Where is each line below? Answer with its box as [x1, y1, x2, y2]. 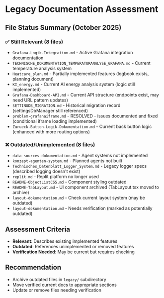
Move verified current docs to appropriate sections [12, 282, 117, 288]
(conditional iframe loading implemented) [12, 118, 97, 124]
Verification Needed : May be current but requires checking [12, 249, 135, 255]
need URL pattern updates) [12, 97, 69, 103]
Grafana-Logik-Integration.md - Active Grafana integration [12, 49, 133, 55]
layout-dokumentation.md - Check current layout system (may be [12, 195, 145, 201]
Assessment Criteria [5, 225, 71, 233]
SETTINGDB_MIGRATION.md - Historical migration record [12, 102, 121, 108]
